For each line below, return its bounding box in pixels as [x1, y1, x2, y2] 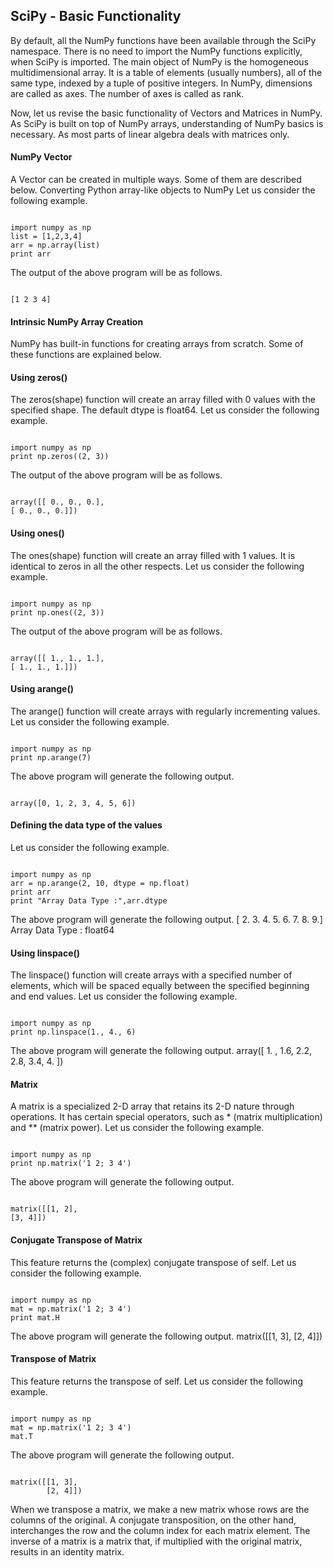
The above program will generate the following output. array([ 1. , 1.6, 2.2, [10, 1045, 312, 1057]
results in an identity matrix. [10, 1545, 125, 1558]
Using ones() [10, 527, 65, 539]
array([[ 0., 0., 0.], [10, 497, 105, 508]
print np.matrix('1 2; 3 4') [10, 1159, 132, 1169]
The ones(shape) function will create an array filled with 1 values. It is [10, 549, 296, 561]
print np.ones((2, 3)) [10, 607, 105, 618]
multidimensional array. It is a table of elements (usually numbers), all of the [10, 66, 323, 78]
